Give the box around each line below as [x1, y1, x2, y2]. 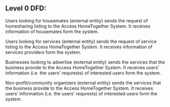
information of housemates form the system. [5, 28, 99, 35]
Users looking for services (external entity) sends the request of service [5, 38, 157, 44]
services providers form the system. [5, 49, 82, 55]
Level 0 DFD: [5, 4, 47, 13]
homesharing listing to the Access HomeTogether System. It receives [5, 23, 151, 29]
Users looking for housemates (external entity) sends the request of [5, 17, 148, 23]
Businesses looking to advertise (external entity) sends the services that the [5, 59, 165, 65]
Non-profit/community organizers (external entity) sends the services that [5, 79, 161, 86]
